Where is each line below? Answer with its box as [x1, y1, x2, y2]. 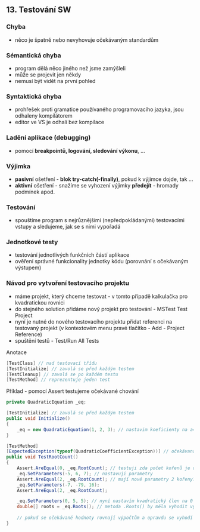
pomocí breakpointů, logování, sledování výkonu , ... [14, 147, 146, 154]
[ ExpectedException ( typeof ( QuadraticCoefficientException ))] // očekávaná [6, 448, 196, 454]
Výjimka [6, 162, 31, 170]
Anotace [6, 349, 27, 356]
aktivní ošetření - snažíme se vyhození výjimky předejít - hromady [14, 182, 179, 189]
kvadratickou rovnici [14, 299, 65, 306]
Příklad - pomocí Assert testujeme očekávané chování [6, 388, 139, 395]
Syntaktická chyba [6, 92, 62, 100]
